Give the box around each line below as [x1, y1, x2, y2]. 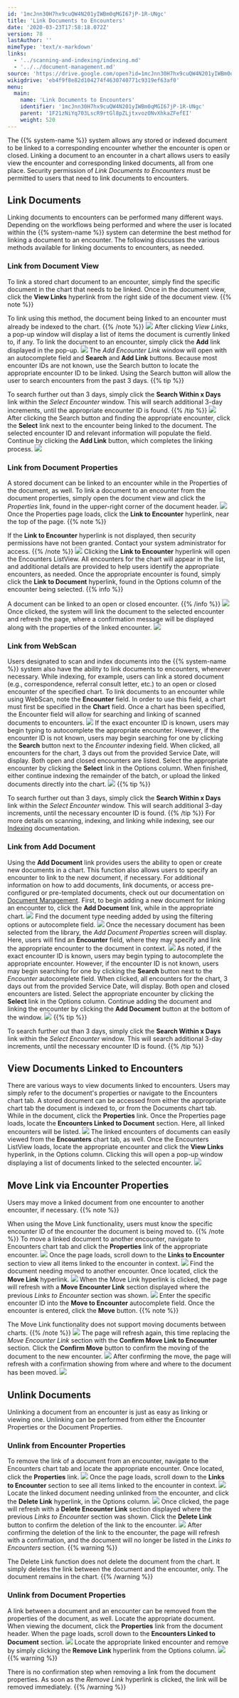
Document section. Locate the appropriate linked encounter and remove [7, 1637, 229, 1646]
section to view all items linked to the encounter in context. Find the [7, 1259, 215, 1268]
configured [7, 888, 40, 897]
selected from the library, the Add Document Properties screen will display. [7, 928, 228, 936]
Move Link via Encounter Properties [7, 1179, 169, 1191]
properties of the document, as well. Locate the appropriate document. [7, 1614, 216, 1623]
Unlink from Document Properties [7, 1590, 126, 1600]
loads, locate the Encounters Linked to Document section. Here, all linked [7, 1119, 225, 1128]
